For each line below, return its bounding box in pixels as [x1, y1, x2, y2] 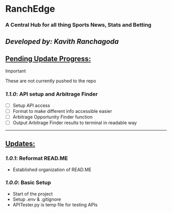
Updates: [5, 139, 35, 148]
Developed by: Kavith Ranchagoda [5, 37, 119, 46]
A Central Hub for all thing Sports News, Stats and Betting [5, 21, 152, 29]
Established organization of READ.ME [12, 167, 92, 173]
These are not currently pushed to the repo [5, 78, 96, 84]
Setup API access [12, 102, 50, 108]
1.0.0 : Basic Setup [5, 179, 51, 186]
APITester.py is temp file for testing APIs [12, 201, 98, 207]
